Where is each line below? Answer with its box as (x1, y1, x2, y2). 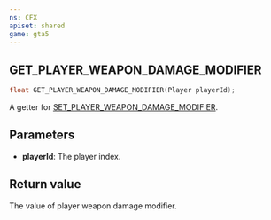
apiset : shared (9, 21, 66, 30)
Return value (9, 177, 81, 192)
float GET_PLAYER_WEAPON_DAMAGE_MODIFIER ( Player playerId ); (9, 86, 236, 95)
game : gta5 (9, 29, 50, 38)
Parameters (9, 128, 75, 143)
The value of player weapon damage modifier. (9, 200, 177, 211)
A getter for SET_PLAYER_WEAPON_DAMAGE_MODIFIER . (9, 102, 219, 113)
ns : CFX (9, 12, 38, 22)
